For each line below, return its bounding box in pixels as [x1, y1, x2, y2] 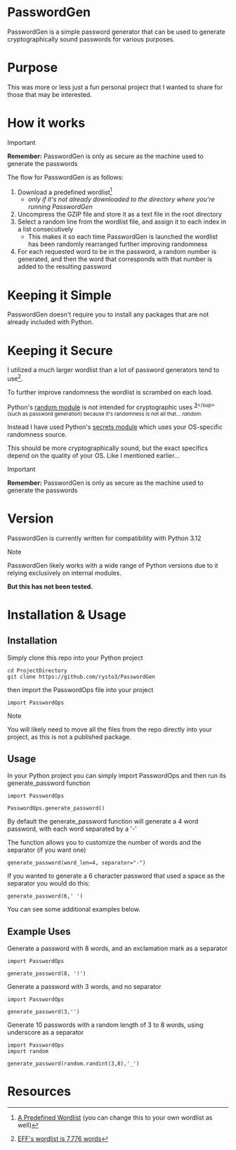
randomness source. [7, 430, 67, 438]
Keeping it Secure [7, 343, 114, 359]
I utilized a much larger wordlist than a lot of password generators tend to [7, 366, 220, 374]
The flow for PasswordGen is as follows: [7, 173, 124, 181]
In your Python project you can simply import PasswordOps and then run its [7, 772, 227, 780]
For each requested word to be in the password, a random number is [17, 248, 216, 256]
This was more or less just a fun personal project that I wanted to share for [7, 82, 223, 91]
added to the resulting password [17, 262, 112, 271]
